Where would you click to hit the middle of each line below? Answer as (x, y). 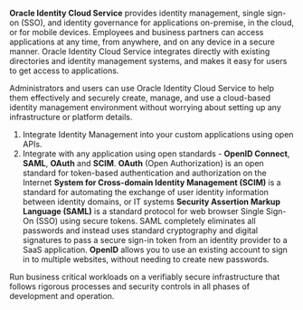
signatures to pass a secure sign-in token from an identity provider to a (155, 240)
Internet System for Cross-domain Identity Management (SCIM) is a (152, 183)
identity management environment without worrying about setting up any (146, 107)
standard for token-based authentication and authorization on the (144, 173)
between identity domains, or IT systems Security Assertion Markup (151, 202)
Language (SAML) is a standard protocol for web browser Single (143, 211)
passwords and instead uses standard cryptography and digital (140, 230)
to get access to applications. (64, 70)
